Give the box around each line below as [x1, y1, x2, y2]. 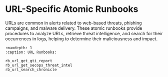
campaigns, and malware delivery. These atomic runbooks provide [5, 25, 142, 31]
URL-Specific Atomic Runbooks [5, 3, 138, 15]
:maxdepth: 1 [5, 45, 32, 50]
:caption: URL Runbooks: [5, 50, 57, 55]
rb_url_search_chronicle [5, 67, 57, 72]
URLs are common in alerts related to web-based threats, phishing [5, 20, 142, 26]
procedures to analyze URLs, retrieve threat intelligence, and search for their [5, 30, 163, 36]
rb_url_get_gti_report [5, 58, 52, 63]
